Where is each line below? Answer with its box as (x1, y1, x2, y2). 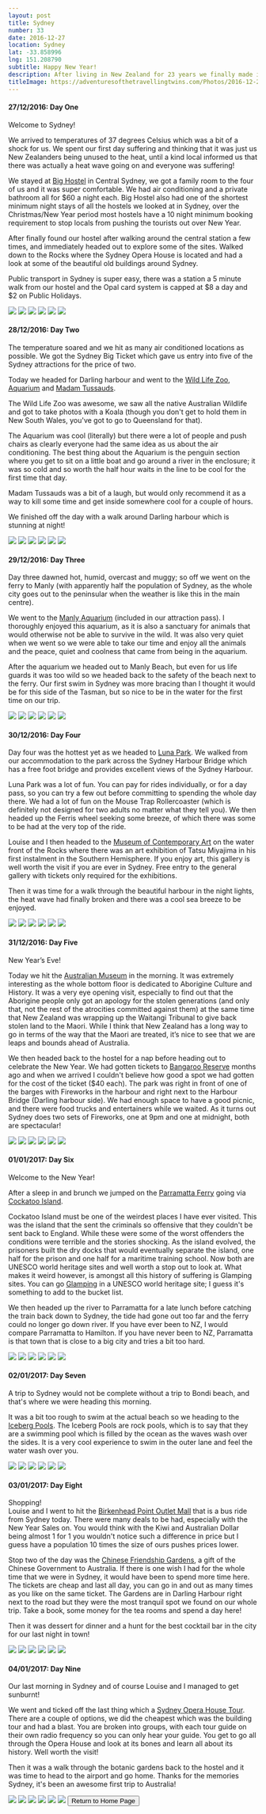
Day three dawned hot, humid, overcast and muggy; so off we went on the (8, 572, 251, 582)
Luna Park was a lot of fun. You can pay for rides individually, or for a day (8, 780, 248, 789)
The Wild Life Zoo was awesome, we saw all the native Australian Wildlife (8, 398, 248, 408)
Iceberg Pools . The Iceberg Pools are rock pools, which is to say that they (8, 1420, 249, 1430)
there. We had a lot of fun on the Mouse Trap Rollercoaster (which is (8, 797, 231, 806)
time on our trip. (8, 696, 61, 705)
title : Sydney (8, 19, 55, 27)
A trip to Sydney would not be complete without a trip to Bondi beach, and (8, 1388, 250, 1398)
